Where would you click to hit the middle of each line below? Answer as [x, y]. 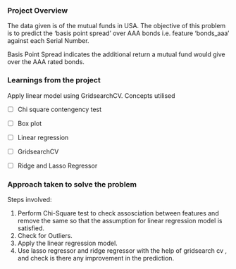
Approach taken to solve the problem [72, 184]
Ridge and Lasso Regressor [57, 165]
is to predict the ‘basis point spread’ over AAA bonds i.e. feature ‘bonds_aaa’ [118, 33]
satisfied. [31, 228]
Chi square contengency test [60, 109]
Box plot [30, 123]
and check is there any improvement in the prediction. [96, 258]
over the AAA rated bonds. [46, 62]
